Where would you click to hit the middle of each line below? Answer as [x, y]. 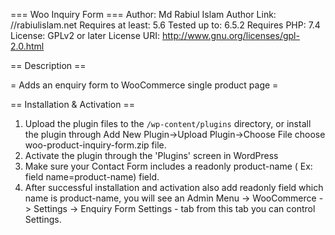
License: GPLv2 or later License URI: [85, 35]
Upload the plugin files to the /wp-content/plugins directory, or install [168, 123]
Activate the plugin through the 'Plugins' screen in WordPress [151, 155]
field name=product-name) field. [92, 177]
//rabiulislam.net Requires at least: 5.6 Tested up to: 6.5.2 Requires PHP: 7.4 [165, 25]
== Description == [48, 65]
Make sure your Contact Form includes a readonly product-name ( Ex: [168, 166]
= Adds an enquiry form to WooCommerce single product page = [144, 85]
